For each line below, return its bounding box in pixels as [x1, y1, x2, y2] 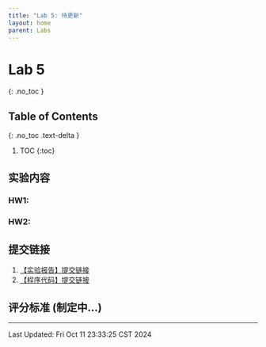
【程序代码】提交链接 [19, 275, 89, 285]
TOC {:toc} [19, 146, 55, 155]
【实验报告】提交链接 [19, 265, 89, 275]
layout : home [8, 19, 51, 27]
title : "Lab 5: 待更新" [8, 11, 83, 20]
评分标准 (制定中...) [8, 300, 102, 314]
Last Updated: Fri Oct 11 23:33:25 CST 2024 [8, 330, 152, 339]
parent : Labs [8, 26, 51, 34]
